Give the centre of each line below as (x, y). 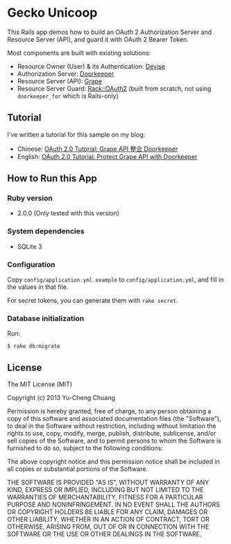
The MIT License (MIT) (40, 384)
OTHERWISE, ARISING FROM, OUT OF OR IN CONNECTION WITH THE (108, 527)
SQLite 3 (29, 246)
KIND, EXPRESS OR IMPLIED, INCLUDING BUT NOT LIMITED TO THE (105, 490)
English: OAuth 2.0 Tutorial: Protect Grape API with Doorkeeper (107, 156)
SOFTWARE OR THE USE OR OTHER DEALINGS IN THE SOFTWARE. (104, 534)
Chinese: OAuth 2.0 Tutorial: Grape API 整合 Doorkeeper (97, 149)
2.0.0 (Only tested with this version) (68, 213)
